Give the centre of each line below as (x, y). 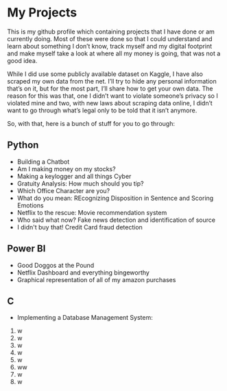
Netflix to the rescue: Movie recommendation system (92, 212)
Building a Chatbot (43, 162)
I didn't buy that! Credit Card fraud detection (80, 227)
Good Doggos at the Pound (56, 265)
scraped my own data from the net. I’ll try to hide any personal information (112, 81)
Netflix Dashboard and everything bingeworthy (83, 273)
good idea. (22, 60)
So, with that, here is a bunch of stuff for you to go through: (91, 123)
